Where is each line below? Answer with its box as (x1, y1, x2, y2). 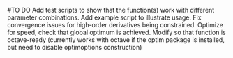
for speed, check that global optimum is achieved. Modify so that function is (7, 28, 226, 36)
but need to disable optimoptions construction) (7, 43, 142, 51)
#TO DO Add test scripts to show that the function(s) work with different (7, 6, 215, 14)
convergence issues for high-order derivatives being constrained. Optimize (7, 21, 223, 29)
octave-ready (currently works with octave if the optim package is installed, (7, 36, 225, 44)
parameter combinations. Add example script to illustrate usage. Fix (7, 13, 202, 22)
